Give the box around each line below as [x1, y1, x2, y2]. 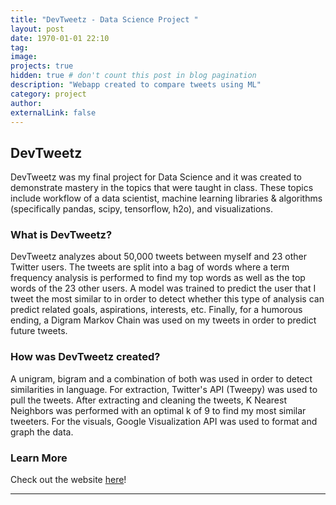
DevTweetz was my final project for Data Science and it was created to [10, 171, 302, 183]
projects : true [10, 61, 74, 71]
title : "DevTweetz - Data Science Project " [10, 14, 199, 25]
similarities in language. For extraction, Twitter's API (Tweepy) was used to [10, 383, 318, 395]
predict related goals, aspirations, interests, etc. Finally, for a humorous [10, 304, 303, 316]
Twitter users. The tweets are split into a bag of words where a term [10, 261, 290, 273]
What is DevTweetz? [10, 228, 113, 242]
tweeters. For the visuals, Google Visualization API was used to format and [10, 415, 318, 427]
